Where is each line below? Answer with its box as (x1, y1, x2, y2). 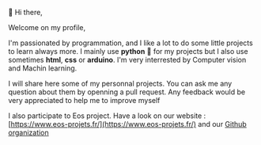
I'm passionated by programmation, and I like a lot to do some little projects (8, 38, 253, 48)
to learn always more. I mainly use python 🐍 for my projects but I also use (8, 47, 248, 55)
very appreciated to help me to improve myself (8, 96, 161, 105)
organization (8, 128, 49, 137)
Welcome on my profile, (8, 23, 86, 32)
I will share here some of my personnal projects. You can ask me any (8, 79, 233, 88)
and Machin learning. (8, 63, 78, 73)
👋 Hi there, (8, 8, 43, 17)
